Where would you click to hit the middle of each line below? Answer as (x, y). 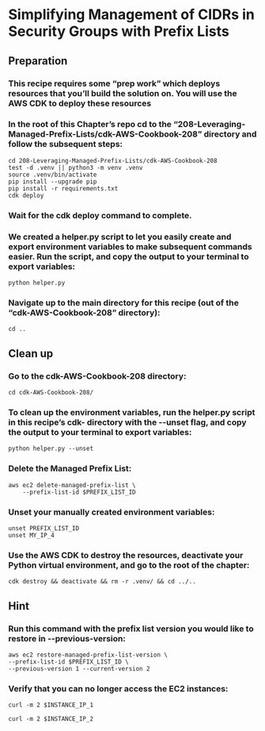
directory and (230, 134)
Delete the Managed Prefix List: (70, 468)
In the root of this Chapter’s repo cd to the (90, 125)
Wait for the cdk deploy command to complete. (100, 215)
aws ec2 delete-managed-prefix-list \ (72, 485)
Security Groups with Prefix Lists (119, 31)
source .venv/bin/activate (53, 175)
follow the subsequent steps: (66, 144)
